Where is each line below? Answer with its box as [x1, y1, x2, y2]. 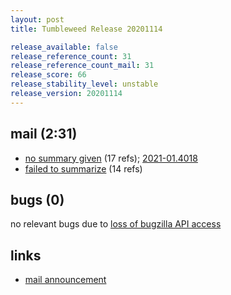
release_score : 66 [10, 70, 87, 80]
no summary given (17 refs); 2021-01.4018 [24, 152, 198, 164]
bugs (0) [10, 191, 65, 208]
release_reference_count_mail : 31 [10, 61, 155, 71]
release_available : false [10, 42, 118, 52]
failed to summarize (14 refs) [24, 162, 143, 175]
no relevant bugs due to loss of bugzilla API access [10, 218, 222, 230]
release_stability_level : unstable [10, 79, 159, 90]
